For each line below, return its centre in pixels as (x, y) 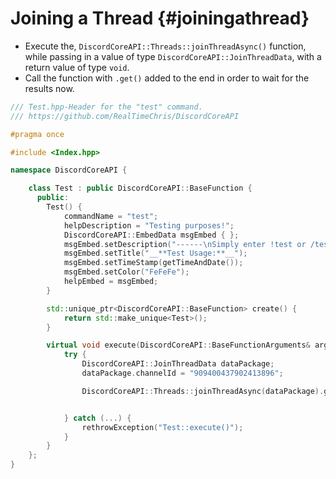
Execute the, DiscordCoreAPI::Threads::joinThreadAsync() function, (165, 46)
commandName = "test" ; (111, 216)
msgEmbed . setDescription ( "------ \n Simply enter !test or (185, 244)
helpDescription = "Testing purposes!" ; (149, 225)
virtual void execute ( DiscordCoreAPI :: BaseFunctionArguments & (178, 345)
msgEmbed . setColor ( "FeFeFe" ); (126, 272)
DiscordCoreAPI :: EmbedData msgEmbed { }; (151, 235)
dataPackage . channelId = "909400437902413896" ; (182, 373)
